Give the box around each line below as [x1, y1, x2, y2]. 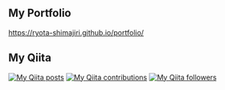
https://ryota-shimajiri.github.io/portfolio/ [8, 27, 145, 37]
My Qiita [8, 51, 52, 65]
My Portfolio [8, 6, 72, 20]
